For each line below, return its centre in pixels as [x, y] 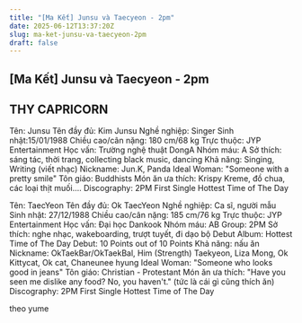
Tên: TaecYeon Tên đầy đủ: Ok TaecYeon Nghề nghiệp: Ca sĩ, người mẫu [143, 205]
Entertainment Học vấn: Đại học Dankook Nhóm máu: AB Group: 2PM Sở [144, 224]
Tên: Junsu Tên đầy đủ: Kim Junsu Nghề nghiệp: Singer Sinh [122, 131]
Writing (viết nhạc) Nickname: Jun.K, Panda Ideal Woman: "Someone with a [149, 169]
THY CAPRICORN [59, 110]
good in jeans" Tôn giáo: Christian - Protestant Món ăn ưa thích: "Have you [147, 272]
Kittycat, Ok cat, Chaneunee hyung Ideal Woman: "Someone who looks [141, 263]
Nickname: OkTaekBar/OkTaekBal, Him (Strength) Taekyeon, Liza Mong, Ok [149, 253]
